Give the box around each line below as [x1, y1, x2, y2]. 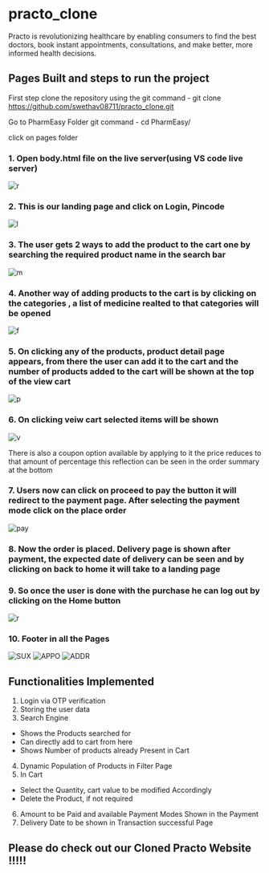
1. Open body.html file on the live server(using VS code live [8, 152, 243, 164]
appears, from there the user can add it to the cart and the [8, 355, 239, 367]
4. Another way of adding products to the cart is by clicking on [8, 287, 257, 298]
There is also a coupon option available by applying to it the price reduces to [8, 448, 262, 457]
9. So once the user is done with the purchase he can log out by [8, 585, 261, 596]
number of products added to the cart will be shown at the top [8, 366, 255, 377]
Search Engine [19, 713, 69, 723]
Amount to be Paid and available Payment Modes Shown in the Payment [19, 810, 259, 819]
